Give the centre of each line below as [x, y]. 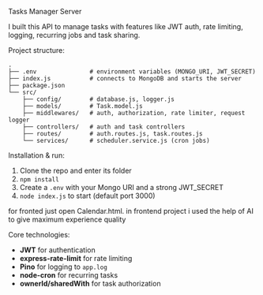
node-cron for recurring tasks [69, 275]
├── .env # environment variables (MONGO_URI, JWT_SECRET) [132, 72]
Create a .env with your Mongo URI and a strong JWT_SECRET [121, 187]
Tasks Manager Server [45, 11]
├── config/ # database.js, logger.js [99, 99]
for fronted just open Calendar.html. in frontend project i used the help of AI [131, 211]
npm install [39, 180]
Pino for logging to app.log [64, 267]
